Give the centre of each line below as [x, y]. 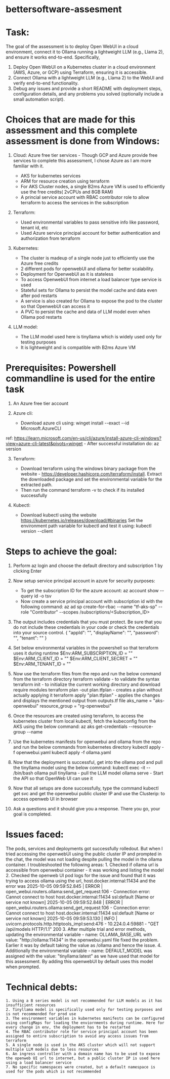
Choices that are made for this [71, 120]
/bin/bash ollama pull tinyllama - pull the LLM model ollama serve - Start [88, 773]
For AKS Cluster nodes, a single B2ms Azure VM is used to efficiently [93, 187]
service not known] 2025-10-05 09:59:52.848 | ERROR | [64, 902]
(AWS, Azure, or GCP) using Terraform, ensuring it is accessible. [80, 72]
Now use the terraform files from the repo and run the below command [87, 673]
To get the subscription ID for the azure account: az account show [90, 590]
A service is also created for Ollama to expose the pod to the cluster [92, 301]
